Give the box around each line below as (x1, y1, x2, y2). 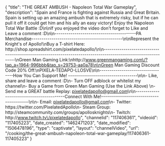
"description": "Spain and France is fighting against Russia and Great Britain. (5, 9, 161, 15)
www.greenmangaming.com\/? (85, 57, 148, 62)
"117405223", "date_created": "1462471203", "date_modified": (5, 120, 131, 126)
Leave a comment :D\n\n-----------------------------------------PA (5, 31, 142, 36)
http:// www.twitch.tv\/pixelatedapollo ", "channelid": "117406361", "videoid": (5, 115, 159, 120)
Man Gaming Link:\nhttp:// (32, 57, 86, 62)
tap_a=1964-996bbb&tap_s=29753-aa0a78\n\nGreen (5, 62, 113, 68)
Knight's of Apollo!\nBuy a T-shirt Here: (5, 41, 85, 47)
